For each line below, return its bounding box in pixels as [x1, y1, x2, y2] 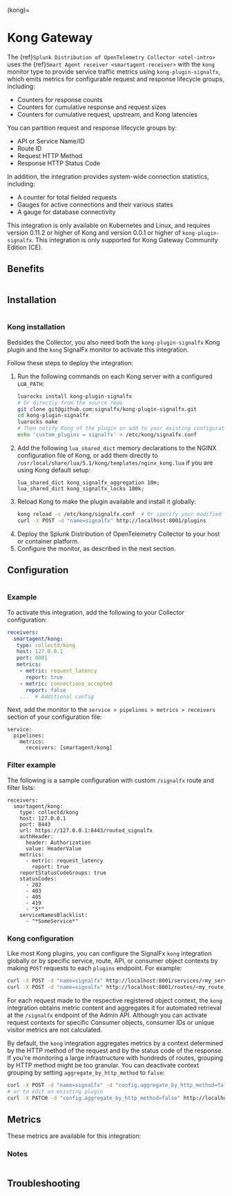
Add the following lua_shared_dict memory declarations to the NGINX [17, 443, 217, 452]
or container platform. [17, 537, 79, 545]
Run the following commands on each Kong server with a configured [17, 372, 213, 380]
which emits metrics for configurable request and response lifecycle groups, [7, 75, 224, 83]
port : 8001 [16, 655, 48, 662]
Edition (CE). [7, 243, 43, 251]
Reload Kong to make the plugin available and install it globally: [17, 497, 197, 505]
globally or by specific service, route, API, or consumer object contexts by [7, 956, 218, 965]
